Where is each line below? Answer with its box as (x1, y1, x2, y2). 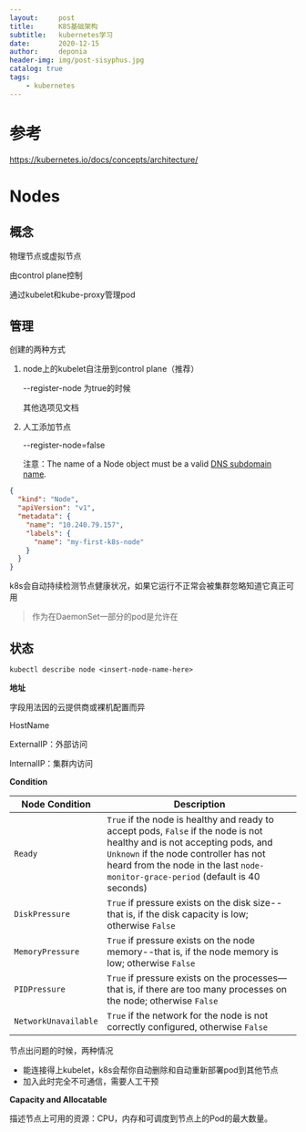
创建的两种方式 (9, 344, 66, 355)
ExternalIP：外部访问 (9, 738, 88, 749)
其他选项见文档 (22, 402, 79, 413)
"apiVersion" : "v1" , (17, 503, 96, 513)
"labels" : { (25, 529, 71, 538)
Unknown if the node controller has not (107, 847, 266, 859)
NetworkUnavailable (14, 1015, 98, 1026)
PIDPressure (14, 983, 66, 994)
